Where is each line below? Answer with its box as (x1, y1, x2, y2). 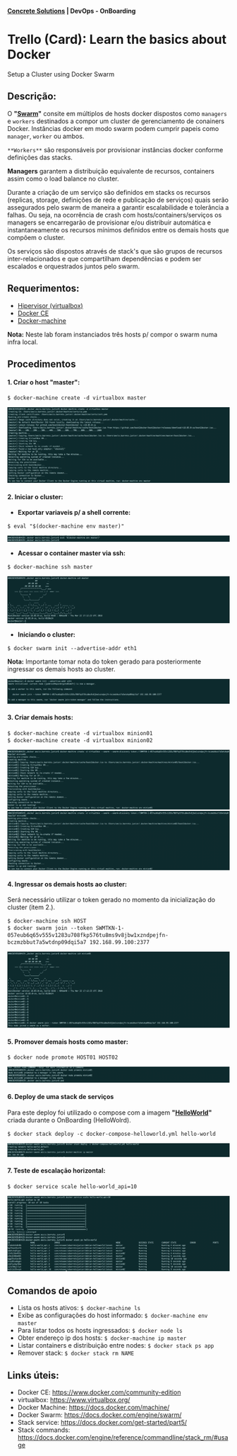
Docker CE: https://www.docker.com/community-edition (17, 1388, 181, 1397)
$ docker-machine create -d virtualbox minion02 (7, 737, 153, 744)
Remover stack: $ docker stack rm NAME (17, 1349, 135, 1358)
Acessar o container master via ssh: (17, 549, 126, 557)
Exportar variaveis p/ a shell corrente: (17, 508, 131, 517)
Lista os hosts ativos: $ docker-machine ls (17, 1304, 141, 1312)
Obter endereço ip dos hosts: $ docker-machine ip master (17, 1333, 187, 1342)
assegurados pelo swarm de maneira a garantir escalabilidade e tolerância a (7, 203, 229, 212)
